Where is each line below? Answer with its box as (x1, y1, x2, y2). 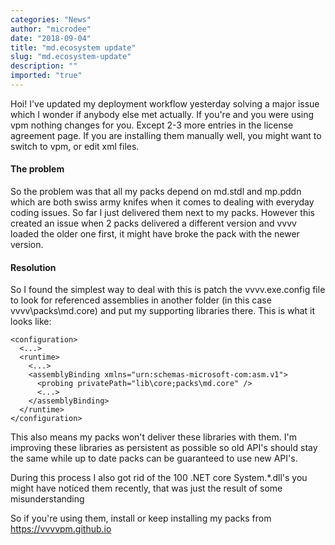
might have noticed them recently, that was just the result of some (10, 482, 283, 495)
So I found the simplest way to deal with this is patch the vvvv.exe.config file (10, 284, 326, 296)
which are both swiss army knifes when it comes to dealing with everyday (10, 196, 315, 208)
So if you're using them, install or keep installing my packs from (10, 512, 272, 525)
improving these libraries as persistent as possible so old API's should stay (10, 442, 318, 454)
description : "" (10, 61, 78, 71)
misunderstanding (10, 493, 85, 505)
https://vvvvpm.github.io (10, 523, 112, 535)
